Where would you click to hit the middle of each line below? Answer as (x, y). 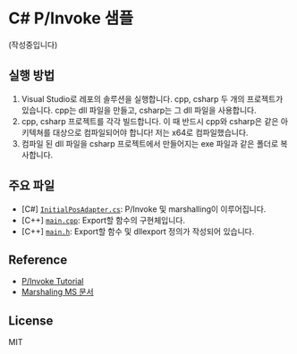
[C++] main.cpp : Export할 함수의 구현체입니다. (103, 220)
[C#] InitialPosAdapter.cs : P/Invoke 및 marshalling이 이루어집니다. (144, 209)
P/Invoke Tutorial (52, 282)
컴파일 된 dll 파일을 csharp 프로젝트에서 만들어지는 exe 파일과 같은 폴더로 (150, 143)
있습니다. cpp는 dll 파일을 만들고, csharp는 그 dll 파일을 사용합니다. (139, 110)
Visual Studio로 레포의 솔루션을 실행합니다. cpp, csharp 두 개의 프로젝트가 (152, 98)
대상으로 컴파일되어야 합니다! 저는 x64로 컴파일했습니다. (150, 132)
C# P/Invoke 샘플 (71, 18)
